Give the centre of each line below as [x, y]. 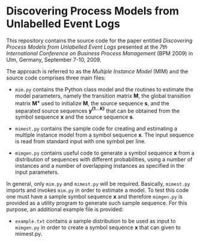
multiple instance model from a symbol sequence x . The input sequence [104, 135]
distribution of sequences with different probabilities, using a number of [104, 159]
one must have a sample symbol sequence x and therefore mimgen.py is [95, 197]
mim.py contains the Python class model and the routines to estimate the [104, 89]
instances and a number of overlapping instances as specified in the [99, 166]
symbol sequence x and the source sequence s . [74, 117]
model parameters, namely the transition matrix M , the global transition [103, 96]
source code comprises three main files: [56, 78]
